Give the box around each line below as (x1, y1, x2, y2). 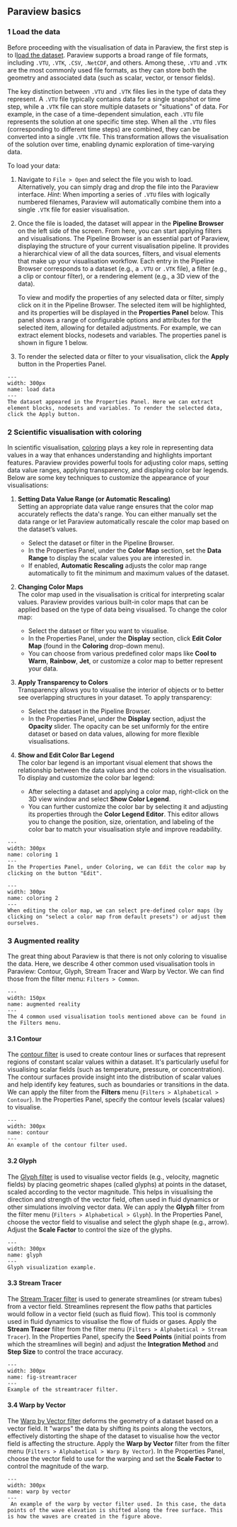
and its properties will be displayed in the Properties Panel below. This (17, 308, 224, 317)
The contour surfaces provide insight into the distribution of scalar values (7, 1072, 221, 1082)
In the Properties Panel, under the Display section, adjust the (28, 714, 207, 723)
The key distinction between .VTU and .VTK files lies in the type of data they (7, 87, 226, 95)
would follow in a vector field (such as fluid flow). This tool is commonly (7, 1310, 216, 1318)
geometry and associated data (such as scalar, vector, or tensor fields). (7, 73, 216, 82)
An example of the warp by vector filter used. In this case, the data (10, 1501, 226, 1508)
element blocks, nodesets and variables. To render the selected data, (7, 404, 223, 411)
